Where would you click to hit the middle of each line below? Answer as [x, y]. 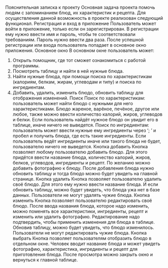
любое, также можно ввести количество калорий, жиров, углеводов [87, 114]
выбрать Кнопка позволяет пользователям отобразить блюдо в [82, 238]
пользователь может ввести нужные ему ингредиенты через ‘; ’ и [84, 130]
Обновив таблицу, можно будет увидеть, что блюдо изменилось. [83, 227]
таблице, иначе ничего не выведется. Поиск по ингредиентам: [81, 125]
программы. [26, 66]
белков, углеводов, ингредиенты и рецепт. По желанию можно [81, 163]
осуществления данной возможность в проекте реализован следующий [84, 18]
